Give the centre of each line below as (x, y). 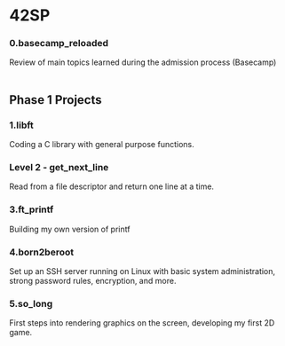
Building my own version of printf (70, 229)
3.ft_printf (32, 209)
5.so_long (31, 303)
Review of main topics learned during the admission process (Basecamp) (143, 62)
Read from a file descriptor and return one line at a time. (112, 186)
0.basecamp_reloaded (59, 43)
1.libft (21, 125)
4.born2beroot (41, 252)
